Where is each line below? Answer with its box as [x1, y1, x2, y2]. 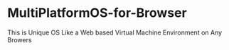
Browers [7, 35, 32, 44]
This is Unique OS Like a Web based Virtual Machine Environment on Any [7, 28, 223, 37]
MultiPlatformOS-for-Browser [7, 5, 187, 21]
